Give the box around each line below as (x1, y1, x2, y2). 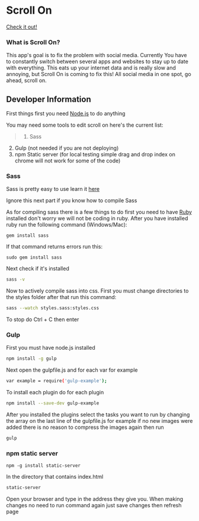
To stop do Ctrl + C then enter (6, 316, 79, 323)
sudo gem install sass (6, 255, 62, 260)
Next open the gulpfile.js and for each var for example (6, 366, 138, 374)
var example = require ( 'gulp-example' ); (6, 378, 108, 384)
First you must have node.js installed (6, 344, 96, 351)
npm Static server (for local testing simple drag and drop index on (14, 151, 176, 158)
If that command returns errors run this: (6, 243, 102, 250)
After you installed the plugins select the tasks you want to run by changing (6, 411, 190, 418)
